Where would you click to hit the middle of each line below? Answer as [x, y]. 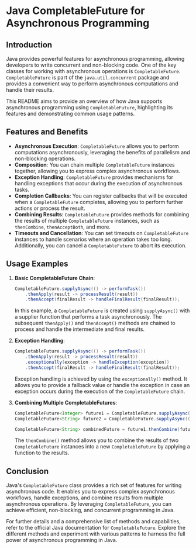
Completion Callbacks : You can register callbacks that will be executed [101, 196]
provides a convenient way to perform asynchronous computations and [92, 84]
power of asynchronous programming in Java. [62, 540]
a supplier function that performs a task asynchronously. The [88, 317]
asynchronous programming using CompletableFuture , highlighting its [90, 107]
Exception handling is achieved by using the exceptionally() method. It [101, 379]
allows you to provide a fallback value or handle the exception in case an [102, 385]
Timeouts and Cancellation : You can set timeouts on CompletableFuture [102, 233]
